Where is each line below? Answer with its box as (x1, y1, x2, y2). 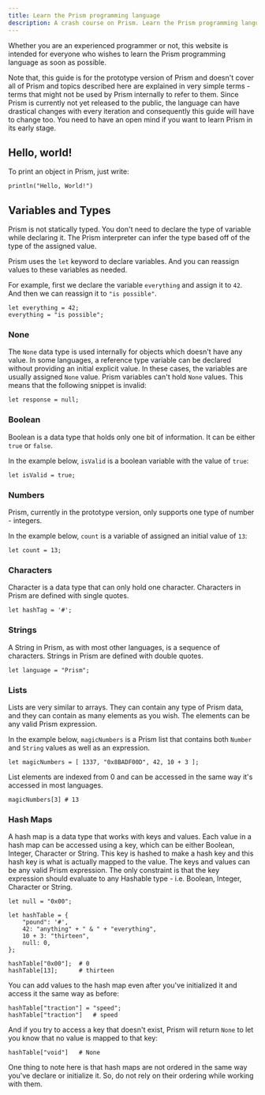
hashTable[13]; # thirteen (8, 967, 114, 975)
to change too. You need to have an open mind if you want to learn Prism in (8, 115, 253, 124)
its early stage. (8, 123, 57, 133)
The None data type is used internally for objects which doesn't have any (8, 347, 243, 356)
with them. (8, 1079, 43, 1089)
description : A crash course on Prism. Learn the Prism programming (8, 19, 238, 27)
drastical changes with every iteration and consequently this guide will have (8, 106, 255, 115)
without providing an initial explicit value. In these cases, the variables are (8, 364, 248, 374)
